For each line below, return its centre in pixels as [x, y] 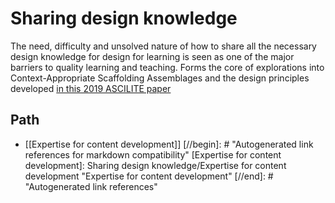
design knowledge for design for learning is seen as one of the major [152, 56]
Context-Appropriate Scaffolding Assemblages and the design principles [160, 78]
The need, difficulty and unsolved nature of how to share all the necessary [163, 46]
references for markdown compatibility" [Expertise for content [153, 154]
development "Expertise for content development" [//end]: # [149, 176]
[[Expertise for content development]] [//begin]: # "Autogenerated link [169, 144]
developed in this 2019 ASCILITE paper [91, 88]
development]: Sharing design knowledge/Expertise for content [155, 165]
